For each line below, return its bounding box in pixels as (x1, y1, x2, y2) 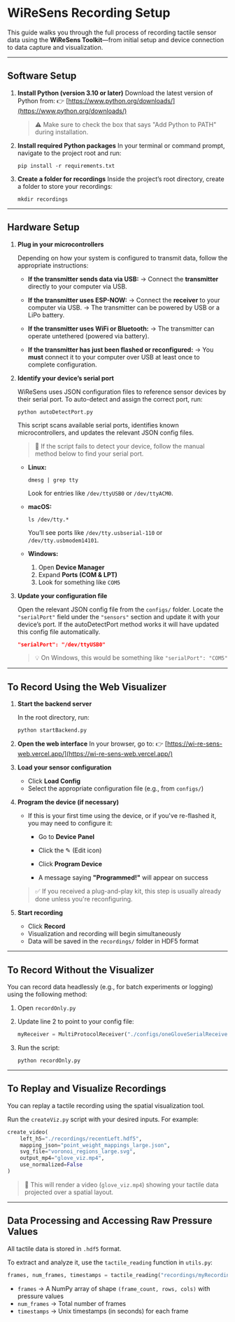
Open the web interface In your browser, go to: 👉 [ (17, 739, 168, 748)
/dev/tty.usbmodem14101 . (27, 536, 99, 544)
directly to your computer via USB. (27, 282, 127, 291)
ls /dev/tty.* (27, 516, 69, 523)
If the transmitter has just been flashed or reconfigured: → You (27, 345, 214, 354)
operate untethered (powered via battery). (27, 331, 150, 340)
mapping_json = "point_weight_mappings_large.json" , (20, 1142, 171, 1149)
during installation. (34, 128, 89, 136)
